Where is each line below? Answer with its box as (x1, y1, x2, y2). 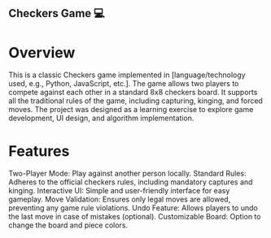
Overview (8, 43, 76, 62)
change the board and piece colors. (8, 220, 129, 230)
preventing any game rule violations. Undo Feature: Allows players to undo (8, 203, 258, 213)
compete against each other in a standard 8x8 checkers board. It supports (8, 88, 258, 97)
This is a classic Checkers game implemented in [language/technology (8, 70, 246, 80)
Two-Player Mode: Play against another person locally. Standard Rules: (8, 169, 247, 179)
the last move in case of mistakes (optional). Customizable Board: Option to (8, 212, 261, 222)
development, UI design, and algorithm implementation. (8, 113, 195, 123)
